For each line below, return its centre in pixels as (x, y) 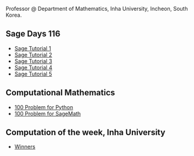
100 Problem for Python (44, 107)
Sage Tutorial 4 (33, 67)
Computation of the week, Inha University (86, 132)
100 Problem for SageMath (48, 113)
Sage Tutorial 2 (33, 55)
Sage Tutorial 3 (33, 61)
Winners (25, 147)
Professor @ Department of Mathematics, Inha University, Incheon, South (97, 9)
